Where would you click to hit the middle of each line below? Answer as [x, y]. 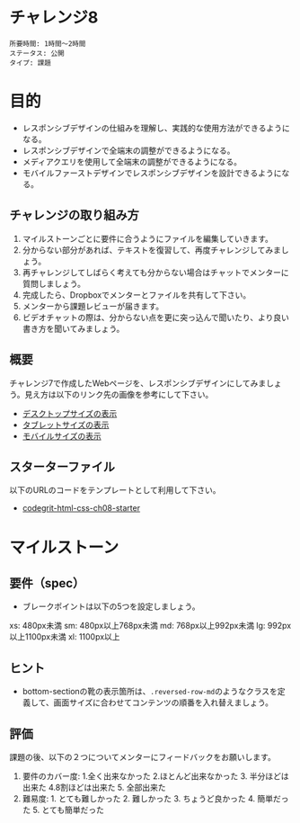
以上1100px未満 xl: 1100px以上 [65, 637]
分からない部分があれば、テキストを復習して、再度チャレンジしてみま [151, 250]
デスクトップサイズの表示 [70, 413]
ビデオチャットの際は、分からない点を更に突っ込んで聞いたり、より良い [156, 317]
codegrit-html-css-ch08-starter [81, 508]
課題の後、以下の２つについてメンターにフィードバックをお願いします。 [142, 756]
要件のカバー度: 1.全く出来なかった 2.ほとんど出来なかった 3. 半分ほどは [155, 776]
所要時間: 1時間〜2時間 [48, 44]
